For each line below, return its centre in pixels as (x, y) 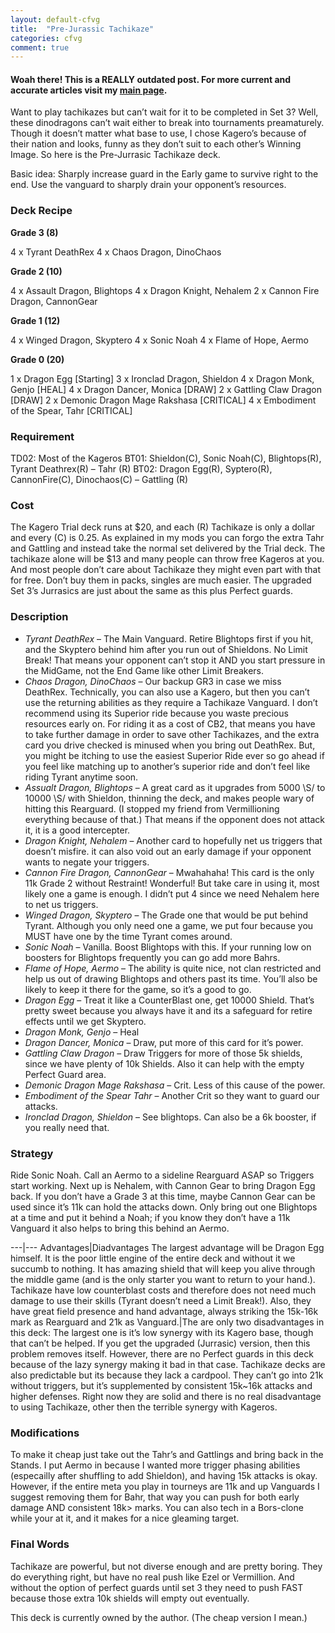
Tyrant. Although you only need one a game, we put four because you (169, 925)
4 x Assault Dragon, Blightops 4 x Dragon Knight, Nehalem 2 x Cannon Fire (165, 290)
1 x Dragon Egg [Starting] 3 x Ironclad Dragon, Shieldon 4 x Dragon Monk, (162, 378)
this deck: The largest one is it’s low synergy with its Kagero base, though (162, 1332)
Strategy (32, 1153)
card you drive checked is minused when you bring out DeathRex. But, (170, 745)
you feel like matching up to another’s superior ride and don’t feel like (167, 766)
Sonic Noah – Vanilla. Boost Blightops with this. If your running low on (168, 947)
